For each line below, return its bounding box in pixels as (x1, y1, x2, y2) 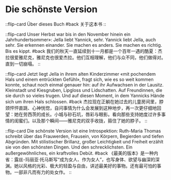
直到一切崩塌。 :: (5, 61, 41, 67)
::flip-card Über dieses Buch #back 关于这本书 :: (5, 21, 106, 27)
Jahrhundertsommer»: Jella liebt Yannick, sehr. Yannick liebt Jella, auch (5, 37, 156, 43)
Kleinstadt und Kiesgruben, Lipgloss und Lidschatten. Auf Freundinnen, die (5, 87, 163, 93)
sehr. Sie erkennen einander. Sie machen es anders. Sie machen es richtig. (5, 42, 162, 48)
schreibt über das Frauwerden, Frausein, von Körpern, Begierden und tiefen (5, 133, 164, 139)
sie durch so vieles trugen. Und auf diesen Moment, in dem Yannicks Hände (5, 93, 164, 99)
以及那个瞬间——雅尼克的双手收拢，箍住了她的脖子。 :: (32, 117, 148, 124)
